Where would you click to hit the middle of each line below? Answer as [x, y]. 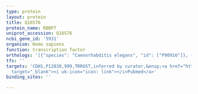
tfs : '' [16, 61]
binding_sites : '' [29, 77]
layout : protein [26, 17]
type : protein [24, 11]
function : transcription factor [46, 50]
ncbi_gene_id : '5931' [33, 39]
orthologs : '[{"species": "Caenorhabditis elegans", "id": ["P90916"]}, [97, 55]
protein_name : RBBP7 [32, 28]
